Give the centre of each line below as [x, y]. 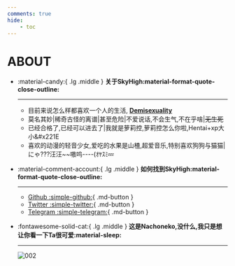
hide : [15, 20]
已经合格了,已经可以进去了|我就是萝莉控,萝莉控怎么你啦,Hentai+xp [123, 128]
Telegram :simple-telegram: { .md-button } [88, 212]
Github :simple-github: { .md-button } [81, 197]
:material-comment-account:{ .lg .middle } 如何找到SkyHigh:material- [119, 169]
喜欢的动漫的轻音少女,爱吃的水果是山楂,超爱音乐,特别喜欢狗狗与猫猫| [127, 146]
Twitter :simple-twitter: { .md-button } [81, 204]
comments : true [29, 14]
